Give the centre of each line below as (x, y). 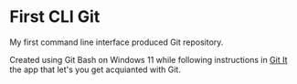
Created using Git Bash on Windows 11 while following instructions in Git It (148, 59)
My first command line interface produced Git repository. (117, 42)
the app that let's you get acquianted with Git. (95, 69)
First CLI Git (55, 17)
